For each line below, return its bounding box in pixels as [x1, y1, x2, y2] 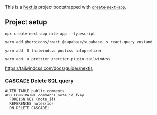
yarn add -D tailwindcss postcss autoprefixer [5, 48, 102, 53]
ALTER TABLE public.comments [5, 89, 65, 94]
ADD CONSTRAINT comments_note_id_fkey [5, 93, 84, 98]
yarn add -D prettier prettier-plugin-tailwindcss [5, 57, 111, 61]
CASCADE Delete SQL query [5, 77, 74, 84]
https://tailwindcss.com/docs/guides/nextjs [5, 65, 93, 71]
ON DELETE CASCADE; [9, 106, 50, 111]
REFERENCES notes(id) [9, 101, 54, 106]
